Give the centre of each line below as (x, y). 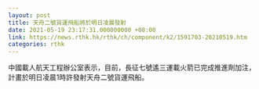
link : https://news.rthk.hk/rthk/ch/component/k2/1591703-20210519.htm (128, 37)
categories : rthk (36, 44)
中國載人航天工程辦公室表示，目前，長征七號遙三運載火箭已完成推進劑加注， (132, 68)
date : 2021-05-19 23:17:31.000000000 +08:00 (82, 30)
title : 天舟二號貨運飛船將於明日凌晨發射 (67, 23)
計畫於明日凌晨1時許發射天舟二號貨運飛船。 (78, 77)
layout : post (29, 15)
